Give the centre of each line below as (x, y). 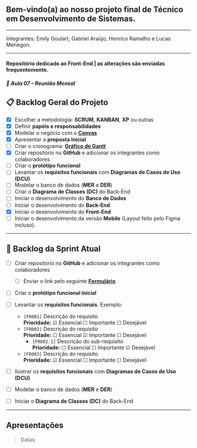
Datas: (28, 439)
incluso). (25, 225)
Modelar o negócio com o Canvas (56, 133)
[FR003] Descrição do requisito (61, 353)
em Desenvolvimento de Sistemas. (71, 19)
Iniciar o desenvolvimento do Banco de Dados (70, 198)
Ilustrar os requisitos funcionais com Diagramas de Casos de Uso (95, 371)
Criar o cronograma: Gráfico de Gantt (60, 146)
